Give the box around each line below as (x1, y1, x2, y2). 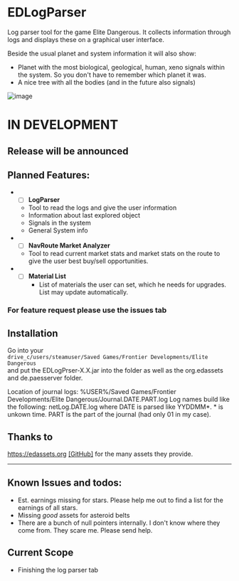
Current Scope (7, 547, 74, 559)
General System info (28, 226, 88, 235)
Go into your (7, 346, 44, 355)
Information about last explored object (28, 211, 141, 220)
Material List (28, 272, 66, 281)
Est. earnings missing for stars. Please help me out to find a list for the (17, 496, 224, 504)
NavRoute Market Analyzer (28, 241, 110, 250)
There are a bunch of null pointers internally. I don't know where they (17, 518, 221, 527)
